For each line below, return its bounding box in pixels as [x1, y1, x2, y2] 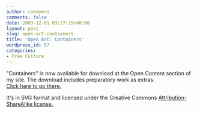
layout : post [6, 25, 39, 32]
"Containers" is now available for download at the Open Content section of [6, 69, 191, 77]
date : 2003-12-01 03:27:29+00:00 [6, 20, 90, 26]
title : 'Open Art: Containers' [6, 36, 85, 42]
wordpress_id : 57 [6, 42, 50, 48]
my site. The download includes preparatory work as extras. [6, 76, 155, 83]
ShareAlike [6, 100, 33, 108]
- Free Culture [6, 53, 44, 59]
